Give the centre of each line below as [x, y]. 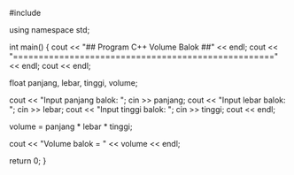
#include [25, 13]
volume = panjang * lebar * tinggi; [71, 126]
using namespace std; [50, 30]
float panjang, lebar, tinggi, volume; [73, 83]
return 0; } [28, 161]
